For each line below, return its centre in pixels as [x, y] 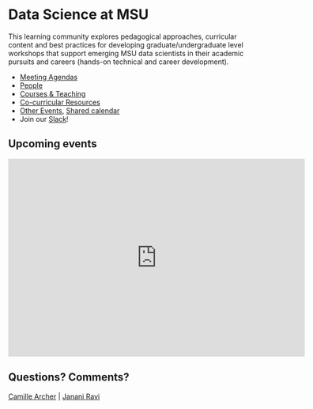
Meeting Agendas [49, 77]
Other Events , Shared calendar [70, 110]
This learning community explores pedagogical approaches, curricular [123, 36]
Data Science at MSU [79, 15]
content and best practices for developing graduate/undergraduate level [126, 44]
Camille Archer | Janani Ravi [54, 396]
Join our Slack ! [44, 119]
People [31, 85]
